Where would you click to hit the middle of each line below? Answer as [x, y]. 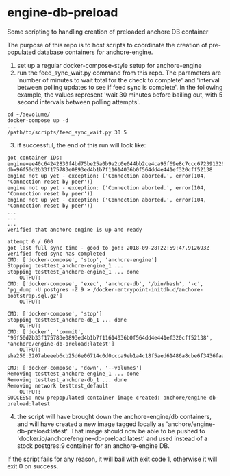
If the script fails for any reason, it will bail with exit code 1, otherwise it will [112, 459]
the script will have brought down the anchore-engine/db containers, [114, 416]
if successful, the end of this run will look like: [81, 145]
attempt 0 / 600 [30, 241]
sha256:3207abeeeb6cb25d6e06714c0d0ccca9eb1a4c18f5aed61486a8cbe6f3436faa [116, 356]
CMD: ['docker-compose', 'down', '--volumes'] [75, 368]
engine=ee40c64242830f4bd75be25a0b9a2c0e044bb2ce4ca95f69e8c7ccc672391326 [116, 164]
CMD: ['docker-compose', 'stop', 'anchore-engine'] [82, 260]
